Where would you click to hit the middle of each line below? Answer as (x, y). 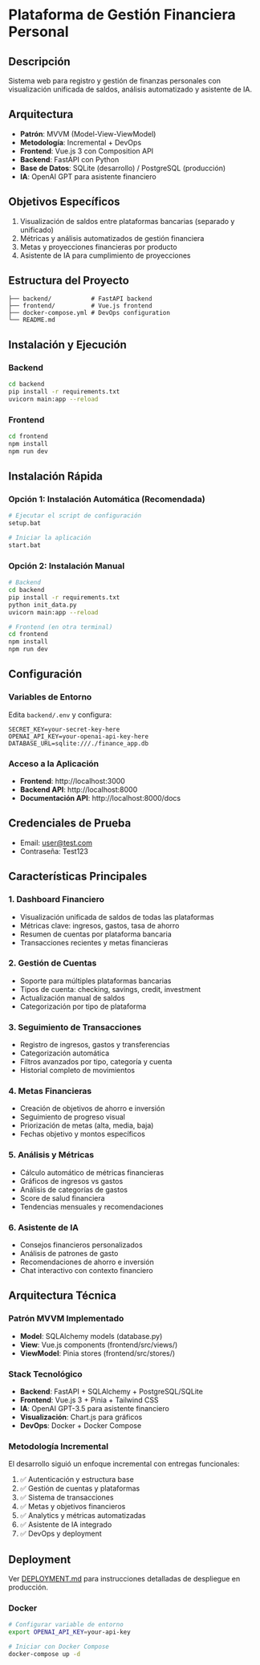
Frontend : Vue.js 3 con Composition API (87, 151)
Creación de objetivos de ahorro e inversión (92, 1108)
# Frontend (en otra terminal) (61, 627)
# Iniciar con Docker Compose (59, 1647)
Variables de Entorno (50, 697)
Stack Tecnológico (45, 1373)
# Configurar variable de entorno (66, 1625)
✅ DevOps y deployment (61, 1534)
